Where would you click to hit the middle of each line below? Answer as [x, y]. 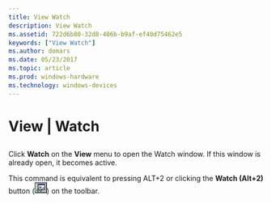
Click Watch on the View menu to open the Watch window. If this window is [135, 154]
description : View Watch [50, 25]
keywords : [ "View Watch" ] [52, 43]
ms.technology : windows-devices [63, 85]
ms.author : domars [39, 51]
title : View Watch [39, 17]
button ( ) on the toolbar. [54, 191]
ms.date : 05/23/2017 [43, 60]
